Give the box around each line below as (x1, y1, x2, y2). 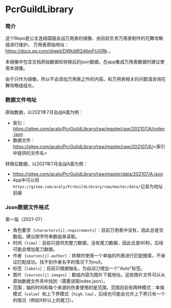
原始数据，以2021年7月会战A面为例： (5, 109, 84, 115)
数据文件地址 (5, 96, 37, 104)
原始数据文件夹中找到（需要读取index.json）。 (12, 278, 108, 284)
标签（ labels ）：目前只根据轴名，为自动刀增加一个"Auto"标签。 (12, 265, 146, 271)
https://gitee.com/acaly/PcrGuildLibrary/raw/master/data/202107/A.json (12, 171, 163, 177)
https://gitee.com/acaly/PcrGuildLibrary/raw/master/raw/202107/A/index (12, 125, 165, 132)
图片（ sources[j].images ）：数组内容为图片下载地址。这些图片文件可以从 (12, 272, 165, 278)
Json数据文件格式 (5, 203, 49, 211)
